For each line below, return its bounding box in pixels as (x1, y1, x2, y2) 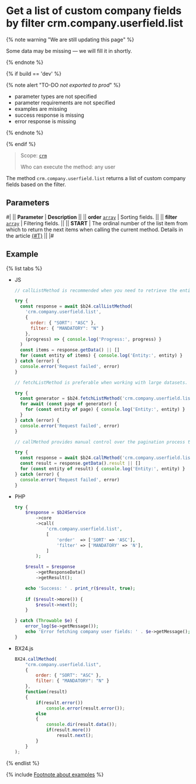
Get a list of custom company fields (6, 4, 182, 18)
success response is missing (14, 111, 85, 119)
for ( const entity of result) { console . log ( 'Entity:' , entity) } (20, 466, 185, 472)
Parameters (6, 198, 50, 208)
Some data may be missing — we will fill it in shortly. (6, 47, 133, 54)
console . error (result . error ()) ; (46, 705, 125, 711)
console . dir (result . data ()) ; (46, 722, 118, 728)
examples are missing (14, 105, 67, 112)
